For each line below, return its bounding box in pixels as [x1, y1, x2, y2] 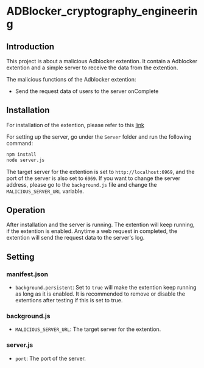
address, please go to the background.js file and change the [6, 181, 157, 188]
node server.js [6, 157, 45, 163]
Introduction [6, 41, 55, 52]
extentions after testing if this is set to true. [15, 297, 123, 304]
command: [6, 139, 33, 147]
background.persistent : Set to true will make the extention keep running [15, 284, 197, 291]
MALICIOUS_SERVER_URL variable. [6, 187, 84, 195]
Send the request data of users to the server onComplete [15, 88, 159, 95]
